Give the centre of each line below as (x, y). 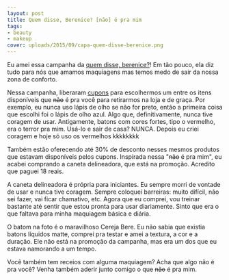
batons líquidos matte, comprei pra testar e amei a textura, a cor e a (103, 234)
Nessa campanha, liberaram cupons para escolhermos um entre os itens (109, 92)
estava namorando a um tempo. (52, 249)
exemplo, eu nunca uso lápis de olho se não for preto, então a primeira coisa (115, 107)
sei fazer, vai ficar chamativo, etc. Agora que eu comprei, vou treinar (104, 199)
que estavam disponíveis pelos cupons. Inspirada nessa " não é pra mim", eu (114, 157)
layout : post (26, 13)
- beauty (19, 33)
